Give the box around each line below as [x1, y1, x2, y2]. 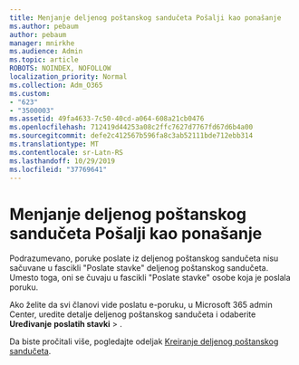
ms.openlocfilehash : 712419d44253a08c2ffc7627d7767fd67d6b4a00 [9, 123, 254, 132]
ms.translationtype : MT [9, 139, 100, 149]
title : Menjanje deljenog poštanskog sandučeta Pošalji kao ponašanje [9, 13, 282, 23]
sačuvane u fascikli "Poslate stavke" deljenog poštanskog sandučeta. [9, 263, 269, 274]
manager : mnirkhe [9, 38, 75, 48]
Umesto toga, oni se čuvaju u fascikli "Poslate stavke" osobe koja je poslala [9, 273, 292, 283]
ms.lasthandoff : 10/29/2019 [9, 156, 116, 166]
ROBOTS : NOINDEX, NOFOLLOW [9, 64, 111, 73]
